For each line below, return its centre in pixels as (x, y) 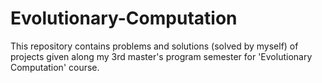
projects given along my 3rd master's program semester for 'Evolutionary (161, 56)
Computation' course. (55, 67)
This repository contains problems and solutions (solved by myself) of (154, 46)
